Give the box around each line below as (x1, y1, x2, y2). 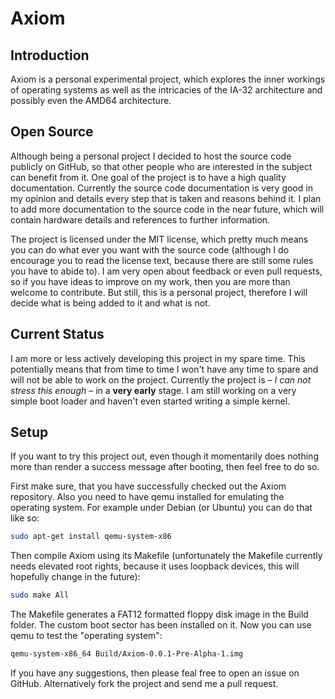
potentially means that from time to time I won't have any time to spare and (10, 363, 319, 375)
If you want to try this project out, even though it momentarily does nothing (10, 450, 319, 462)
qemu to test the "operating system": (10, 630, 163, 642)
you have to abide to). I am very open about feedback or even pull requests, (10, 265, 323, 277)
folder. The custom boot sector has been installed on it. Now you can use (10, 619, 312, 631)
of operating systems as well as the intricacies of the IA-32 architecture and (10, 84, 323, 96)
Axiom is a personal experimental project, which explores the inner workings (10, 73, 326, 85)
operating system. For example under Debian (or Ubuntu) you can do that (10, 502, 313, 514)
